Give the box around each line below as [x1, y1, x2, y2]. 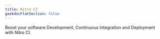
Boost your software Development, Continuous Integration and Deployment [5, 24, 155, 30]
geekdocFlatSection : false [5, 11, 60, 16]
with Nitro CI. [5, 29, 32, 35]
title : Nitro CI [5, 7, 38, 12]
